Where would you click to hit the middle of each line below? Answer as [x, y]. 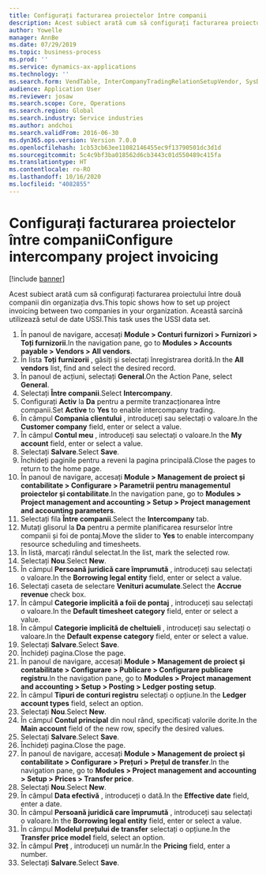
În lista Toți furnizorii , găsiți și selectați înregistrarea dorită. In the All [132, 359]
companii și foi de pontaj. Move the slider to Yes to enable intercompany [137, 535]
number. [34, 854]
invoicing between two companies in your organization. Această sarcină [126, 310]
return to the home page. [61, 468]
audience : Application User [55, 89]
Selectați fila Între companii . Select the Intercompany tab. [114, 518]
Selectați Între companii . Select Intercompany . [96, 393]
